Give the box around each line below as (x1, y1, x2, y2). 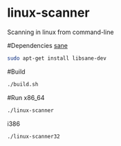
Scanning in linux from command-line (7, 28, 114, 36)
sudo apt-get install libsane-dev (7, 54, 107, 62)
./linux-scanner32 (7, 133, 60, 140)
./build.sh (7, 81, 39, 88)
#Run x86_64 (7, 93, 45, 102)
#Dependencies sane (7, 41, 68, 49)
